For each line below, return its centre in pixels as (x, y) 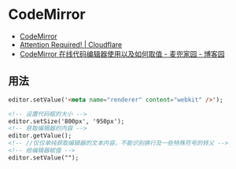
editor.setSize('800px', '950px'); (66, 121)
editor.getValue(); (40, 136)
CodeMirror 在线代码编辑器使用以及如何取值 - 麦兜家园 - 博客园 (122, 53)
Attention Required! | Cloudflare (71, 44)
